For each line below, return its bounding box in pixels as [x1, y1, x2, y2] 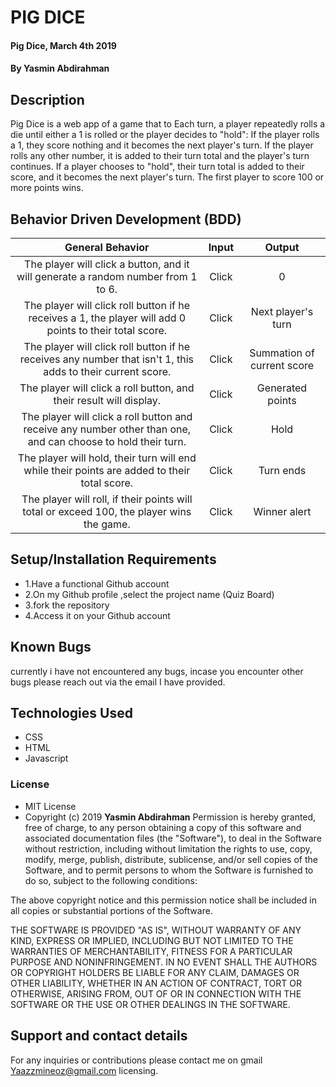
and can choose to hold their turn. [27, 435, 187, 448]
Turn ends [258, 464, 307, 477]
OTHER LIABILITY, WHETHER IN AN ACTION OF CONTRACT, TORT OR [10, 977, 302, 989]
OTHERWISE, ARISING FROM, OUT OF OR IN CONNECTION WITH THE [10, 987, 302, 1000]
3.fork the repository [24, 599, 110, 611]
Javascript [24, 752, 69, 765]
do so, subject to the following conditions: [24, 874, 198, 886]
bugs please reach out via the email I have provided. [10, 676, 226, 688]
